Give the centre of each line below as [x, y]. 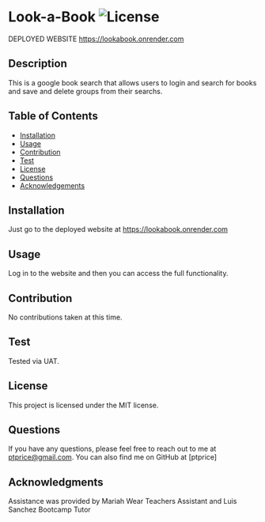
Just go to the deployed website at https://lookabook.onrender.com [118, 229]
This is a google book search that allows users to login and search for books [132, 82]
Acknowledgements [52, 185]
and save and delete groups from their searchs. [85, 91]
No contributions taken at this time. [65, 317]
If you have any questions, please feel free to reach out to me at [112, 449]
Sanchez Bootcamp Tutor [49, 509]
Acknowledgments [56, 482]
